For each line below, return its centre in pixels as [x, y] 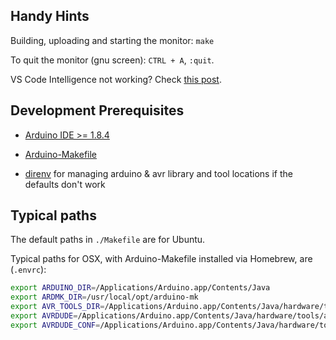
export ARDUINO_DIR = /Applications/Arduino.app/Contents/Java [140, 288]
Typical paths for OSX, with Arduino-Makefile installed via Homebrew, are [161, 259]
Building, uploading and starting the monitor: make [112, 40]
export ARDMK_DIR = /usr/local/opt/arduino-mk [104, 297]
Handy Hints [50, 16]
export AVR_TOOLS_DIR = [57, 307]
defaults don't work [65, 184]
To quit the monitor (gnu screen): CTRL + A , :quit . [112, 60]
